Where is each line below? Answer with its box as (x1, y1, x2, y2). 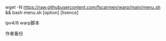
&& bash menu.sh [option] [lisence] (5, 9, 79, 15)
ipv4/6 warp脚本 (5, 20, 39, 25)
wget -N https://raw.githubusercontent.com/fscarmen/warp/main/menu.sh (5, 4, 161, 10)
